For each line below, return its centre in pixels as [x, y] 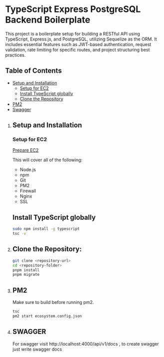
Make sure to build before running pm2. [53, 302]
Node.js [28, 170]
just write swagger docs [37, 349]
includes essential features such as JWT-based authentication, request [78, 44]
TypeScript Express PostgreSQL [73, 9]
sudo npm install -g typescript [46, 229]
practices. [15, 55]
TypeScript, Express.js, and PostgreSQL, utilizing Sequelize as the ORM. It [81, 39]
